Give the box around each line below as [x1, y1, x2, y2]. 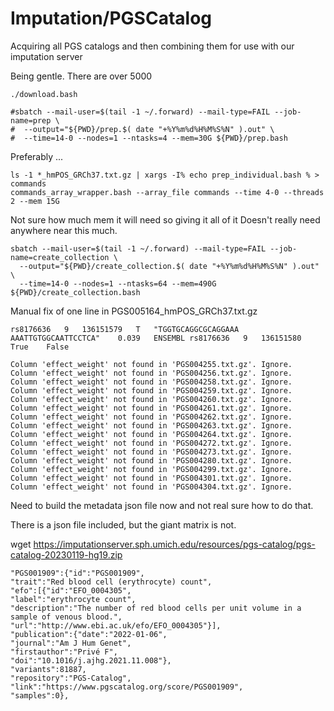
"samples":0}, [10, 690, 70, 701]
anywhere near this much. [10, 224, 118, 236]
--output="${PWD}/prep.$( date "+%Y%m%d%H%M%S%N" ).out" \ [23, 124, 275, 134]
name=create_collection [10, 252, 110, 262]
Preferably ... [10, 150, 64, 162]
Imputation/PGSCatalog [10, 7, 213, 30]
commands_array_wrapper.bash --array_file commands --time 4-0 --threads [10, 187, 325, 197]
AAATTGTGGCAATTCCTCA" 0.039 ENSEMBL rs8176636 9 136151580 [10, 333, 302, 343]
